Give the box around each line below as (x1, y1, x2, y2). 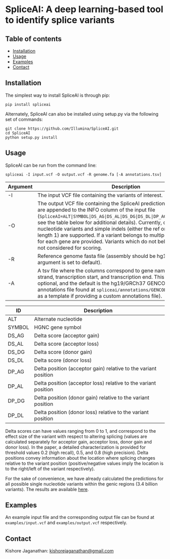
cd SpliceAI (5, 130, 30, 135)
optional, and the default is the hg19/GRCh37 (37, 280, 146, 287)
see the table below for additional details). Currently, (37, 219, 162, 226)
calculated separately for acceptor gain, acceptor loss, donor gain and (5, 438, 152, 444)
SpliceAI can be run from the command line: (5, 162, 97, 168)
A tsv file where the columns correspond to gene (37, 267, 153, 274)
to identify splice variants (5, 14, 115, 26)
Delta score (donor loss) (34, 356, 92, 363)
